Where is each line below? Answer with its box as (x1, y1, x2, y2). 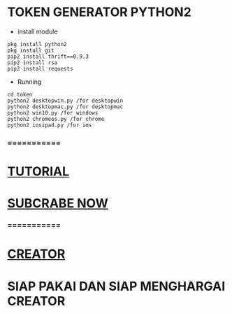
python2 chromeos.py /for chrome (7, 115, 105, 122)
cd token (7, 91, 33, 98)
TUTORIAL (7, 163, 70, 180)
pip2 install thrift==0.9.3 (7, 53, 89, 60)
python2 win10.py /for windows (7, 109, 99, 116)
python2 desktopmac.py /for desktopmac (7, 103, 124, 110)
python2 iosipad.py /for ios (7, 122, 92, 129)
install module (17, 27, 58, 36)
